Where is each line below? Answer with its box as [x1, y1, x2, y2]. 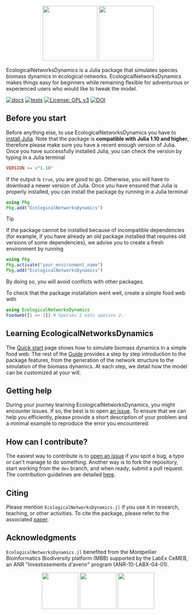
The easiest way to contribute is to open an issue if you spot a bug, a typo [6, 452, 184, 459]
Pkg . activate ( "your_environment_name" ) [6, 262, 103, 268]
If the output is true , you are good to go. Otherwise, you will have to [6, 175, 169, 182]
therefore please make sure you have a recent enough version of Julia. [6, 141, 176, 148]
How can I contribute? [6, 437, 88, 447]
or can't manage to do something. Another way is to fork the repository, [6, 459, 179, 466]
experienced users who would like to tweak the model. [6, 85, 137, 92]
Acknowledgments [6, 533, 77, 543]
